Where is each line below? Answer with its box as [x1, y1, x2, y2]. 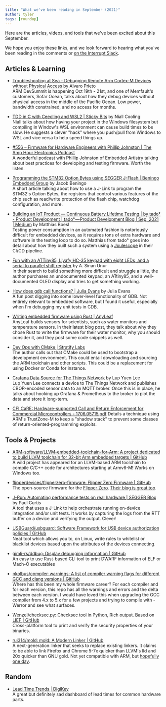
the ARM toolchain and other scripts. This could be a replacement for [12, 360, 153, 366]
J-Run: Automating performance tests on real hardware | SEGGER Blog [12, 494, 157, 500]
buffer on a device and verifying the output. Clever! [12, 516, 117, 521]
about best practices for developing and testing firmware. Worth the [12, 160, 151, 166]
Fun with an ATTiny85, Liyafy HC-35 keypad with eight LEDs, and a [12, 257, 149, 263]
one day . [12, 658, 31, 664]
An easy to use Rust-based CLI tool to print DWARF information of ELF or [12, 556, 161, 562]
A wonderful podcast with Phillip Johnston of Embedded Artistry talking [12, 155, 158, 161]
